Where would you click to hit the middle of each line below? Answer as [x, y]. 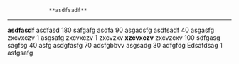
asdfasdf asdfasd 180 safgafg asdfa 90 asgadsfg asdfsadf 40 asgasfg [111, 30]
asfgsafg [20, 53]
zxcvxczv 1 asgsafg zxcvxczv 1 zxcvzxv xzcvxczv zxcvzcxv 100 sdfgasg [114, 38]
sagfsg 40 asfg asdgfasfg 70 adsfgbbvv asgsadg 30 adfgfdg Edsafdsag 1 [115, 45]
